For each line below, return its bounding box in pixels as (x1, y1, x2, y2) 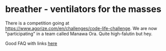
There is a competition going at (5, 20, 69, 26)
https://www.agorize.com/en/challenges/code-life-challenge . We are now (5, 25, 157, 31)
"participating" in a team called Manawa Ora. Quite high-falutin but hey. (5, 30, 152, 36)
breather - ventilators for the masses (5, 3, 161, 15)
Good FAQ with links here (5, 40, 57, 46)
